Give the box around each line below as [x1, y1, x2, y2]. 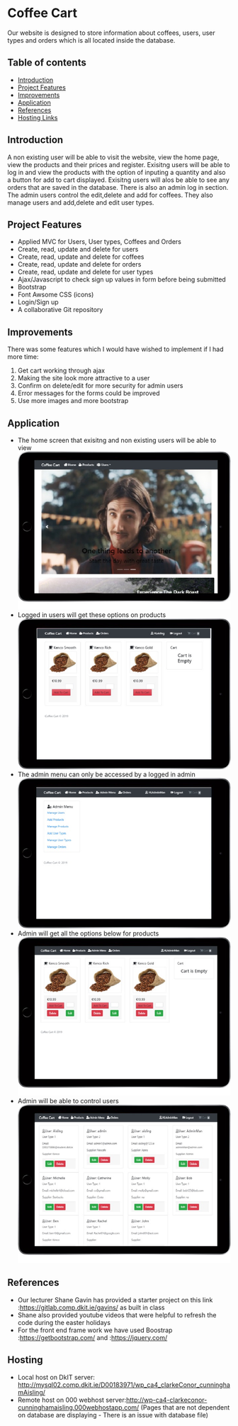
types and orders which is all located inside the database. [7, 36, 176, 44]
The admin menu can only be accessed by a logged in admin [17, 770, 196, 778]
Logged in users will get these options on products [17, 611, 166, 619]
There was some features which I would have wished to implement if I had [7, 345, 225, 353]
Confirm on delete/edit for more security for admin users [17, 382, 183, 390]
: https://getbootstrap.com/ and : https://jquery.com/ [17, 1333, 168, 1341]
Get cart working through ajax [17, 366, 106, 375]
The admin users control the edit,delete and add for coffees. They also [7, 191, 214, 199]
